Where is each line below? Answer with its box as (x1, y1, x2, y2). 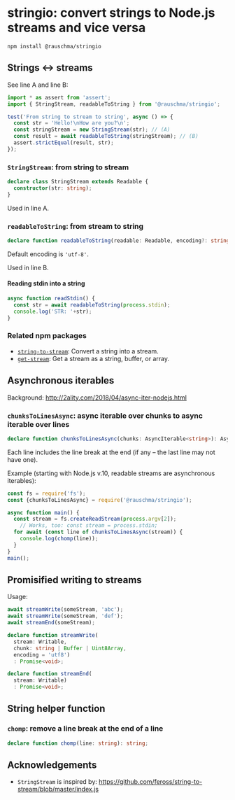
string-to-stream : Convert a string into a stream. (17, 346, 159, 355)
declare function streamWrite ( (7, 632, 99, 639)
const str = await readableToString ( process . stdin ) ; (13, 301, 171, 309)
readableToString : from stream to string (7, 221, 144, 231)
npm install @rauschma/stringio (7, 43, 101, 50)
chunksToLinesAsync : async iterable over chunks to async (7, 411, 203, 421)
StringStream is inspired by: (17, 778, 98, 786)
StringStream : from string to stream (7, 162, 129, 172)
